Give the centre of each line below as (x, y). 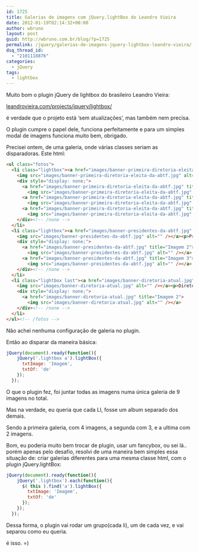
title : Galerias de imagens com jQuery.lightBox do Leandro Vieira (91, 17)
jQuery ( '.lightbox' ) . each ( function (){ (65, 481)
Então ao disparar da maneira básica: (52, 342)
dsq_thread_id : (25, 51)
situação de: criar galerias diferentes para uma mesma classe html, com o (96, 458)
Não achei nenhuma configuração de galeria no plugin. (73, 330)
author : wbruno (25, 28)
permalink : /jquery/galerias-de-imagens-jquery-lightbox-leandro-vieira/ (99, 45)
